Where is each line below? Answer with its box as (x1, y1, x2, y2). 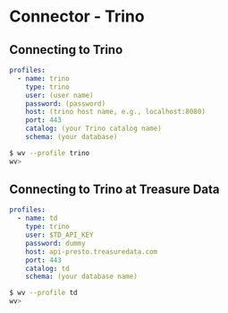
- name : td (17, 213, 58, 223)
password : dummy (25, 239, 87, 248)
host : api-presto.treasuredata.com (25, 247, 158, 256)
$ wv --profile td (9, 289, 78, 298)
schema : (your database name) (25, 272, 139, 282)
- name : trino (17, 74, 70, 83)
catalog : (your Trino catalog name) (25, 124, 163, 134)
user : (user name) (25, 91, 94, 100)
